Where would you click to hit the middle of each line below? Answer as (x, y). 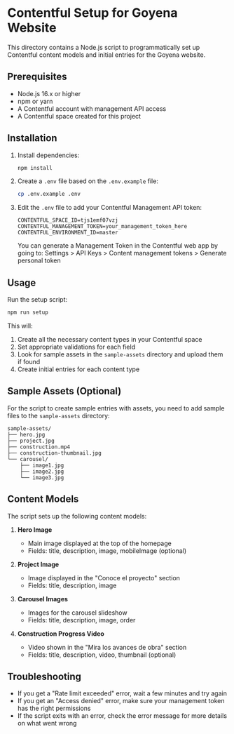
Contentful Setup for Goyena (92, 13)
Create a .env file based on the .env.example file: (88, 181)
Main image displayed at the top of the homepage (99, 543)
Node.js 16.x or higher (49, 93)
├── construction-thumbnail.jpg (54, 453)
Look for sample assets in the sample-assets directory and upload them (120, 354)
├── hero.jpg (26, 434)
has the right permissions (54, 708)
